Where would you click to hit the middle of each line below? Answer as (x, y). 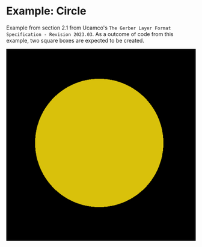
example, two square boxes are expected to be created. (75, 40)
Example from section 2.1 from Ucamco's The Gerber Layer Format (89, 28)
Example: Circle (46, 11)
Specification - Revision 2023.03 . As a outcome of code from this (90, 34)
